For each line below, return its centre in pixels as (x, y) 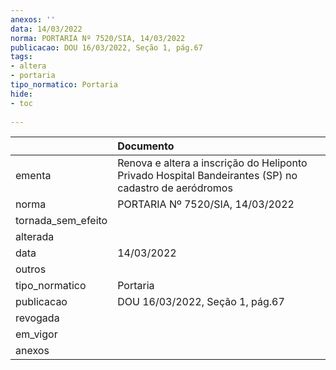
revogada (37, 318)
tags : (21, 57)
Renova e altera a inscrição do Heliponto (212, 163)
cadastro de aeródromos (175, 188)
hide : (21, 94)
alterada (35, 237)
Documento (146, 146)
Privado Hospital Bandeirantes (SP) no (207, 176)
